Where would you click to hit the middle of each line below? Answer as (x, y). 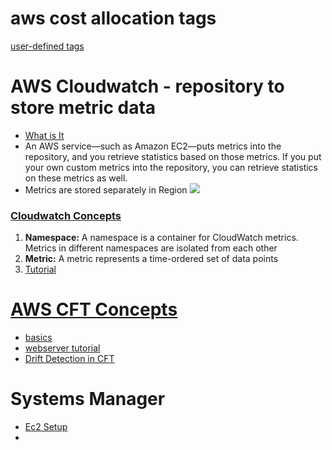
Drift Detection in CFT (69, 359)
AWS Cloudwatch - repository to (147, 86)
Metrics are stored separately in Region (106, 189)
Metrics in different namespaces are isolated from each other (151, 248)
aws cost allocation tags (113, 18)
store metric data (83, 108)
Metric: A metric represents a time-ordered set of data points (151, 259)
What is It (44, 135)
